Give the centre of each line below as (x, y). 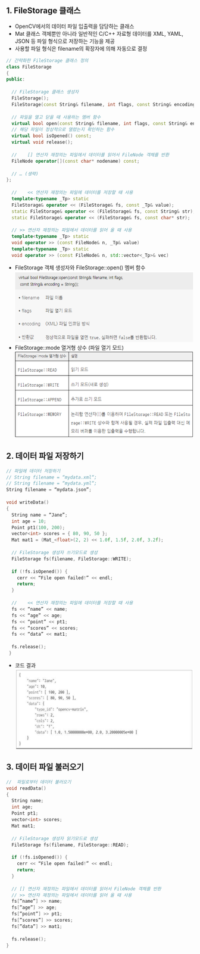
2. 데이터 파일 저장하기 (45, 456)
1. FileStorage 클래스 (43, 11)
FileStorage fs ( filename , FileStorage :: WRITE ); (72, 559)
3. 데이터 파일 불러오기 (45, 767)
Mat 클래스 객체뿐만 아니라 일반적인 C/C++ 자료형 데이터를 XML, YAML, (99, 33)
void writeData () (28, 502)
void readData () (26, 788)
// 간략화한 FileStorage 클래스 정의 (47, 60)
